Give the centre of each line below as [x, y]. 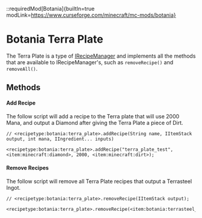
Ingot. [14, 187]
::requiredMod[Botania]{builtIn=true [50, 9]
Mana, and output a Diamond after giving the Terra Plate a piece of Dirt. [95, 123]
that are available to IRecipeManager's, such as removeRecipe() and [90, 62]
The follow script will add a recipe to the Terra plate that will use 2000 [93, 116]
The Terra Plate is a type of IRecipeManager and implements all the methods [101, 56]
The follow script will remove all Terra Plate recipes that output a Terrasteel [99, 181]
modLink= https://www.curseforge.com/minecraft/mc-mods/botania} [91, 15]
